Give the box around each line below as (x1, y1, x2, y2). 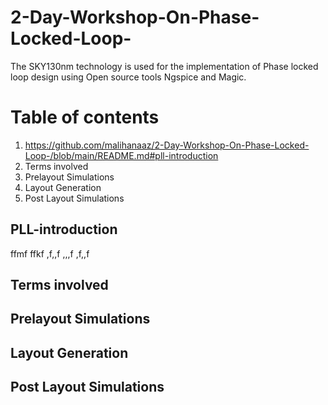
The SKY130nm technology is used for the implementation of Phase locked (10, 60, 319, 72)
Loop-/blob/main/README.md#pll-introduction (24, 149, 219, 161)
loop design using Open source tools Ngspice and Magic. (10, 71, 247, 83)
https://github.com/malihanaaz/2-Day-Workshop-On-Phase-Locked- (24, 139, 310, 151)
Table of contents (10, 106, 160, 129)
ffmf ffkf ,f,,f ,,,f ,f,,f (10, 247, 90, 260)
